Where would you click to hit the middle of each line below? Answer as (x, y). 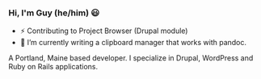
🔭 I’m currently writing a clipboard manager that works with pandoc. (133, 43)
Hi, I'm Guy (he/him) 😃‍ (54, 13)
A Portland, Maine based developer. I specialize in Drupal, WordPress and (131, 58)
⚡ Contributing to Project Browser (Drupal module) (104, 31)
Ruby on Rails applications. (53, 67)
